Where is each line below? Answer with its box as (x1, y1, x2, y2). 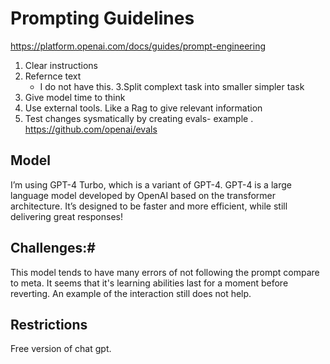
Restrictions (10, 316, 88, 333)
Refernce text (24, 70, 82, 82)
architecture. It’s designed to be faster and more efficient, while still (10, 200, 288, 212)
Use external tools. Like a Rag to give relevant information (24, 102, 263, 114)
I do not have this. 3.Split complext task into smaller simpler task (39, 80, 305, 92)
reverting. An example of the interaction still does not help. (10, 287, 252, 299)
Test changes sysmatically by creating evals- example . (24, 112, 254, 124)
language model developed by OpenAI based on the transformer (10, 189, 276, 201)
